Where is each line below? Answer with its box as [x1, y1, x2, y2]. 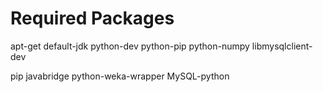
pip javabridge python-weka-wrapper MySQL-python [10, 70, 230, 82]
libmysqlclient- [251, 40, 313, 52]
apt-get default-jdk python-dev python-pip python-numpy [10, 40, 250, 52]
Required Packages [10, 7, 175, 30]
